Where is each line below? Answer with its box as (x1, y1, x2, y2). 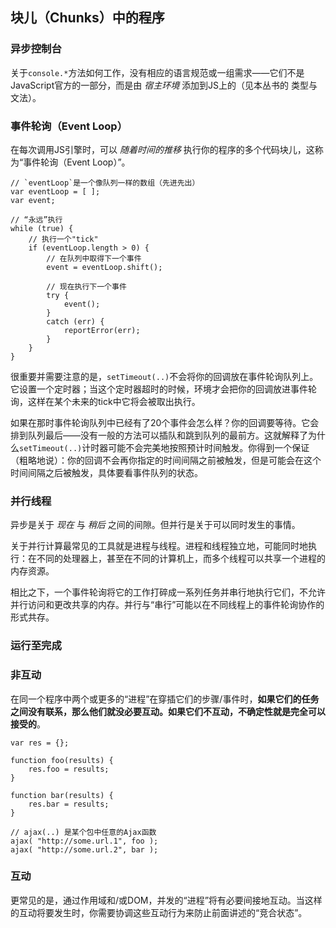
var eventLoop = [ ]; (10, 186, 101, 197)
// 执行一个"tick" (28, 234, 99, 244)
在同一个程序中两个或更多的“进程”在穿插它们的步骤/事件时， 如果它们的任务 (10, 693, 320, 705)
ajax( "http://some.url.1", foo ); (10, 836, 159, 846)
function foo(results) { (10, 755, 114, 765)
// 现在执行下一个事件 (46, 281, 127, 292)
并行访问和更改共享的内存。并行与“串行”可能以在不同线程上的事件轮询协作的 (10, 599, 325, 611)
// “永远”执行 (10, 214, 63, 225)
